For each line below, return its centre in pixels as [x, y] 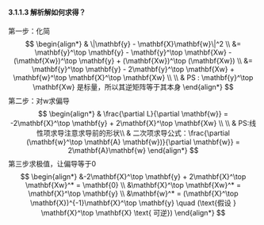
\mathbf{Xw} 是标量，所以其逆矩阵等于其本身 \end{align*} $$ [133, 87]
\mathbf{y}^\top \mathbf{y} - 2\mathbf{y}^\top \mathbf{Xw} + [133, 69]
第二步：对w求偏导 [39, 101]
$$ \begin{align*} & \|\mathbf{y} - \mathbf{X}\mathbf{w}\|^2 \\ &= [133, 44]
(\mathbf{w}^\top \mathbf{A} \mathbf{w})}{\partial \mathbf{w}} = [133, 142]
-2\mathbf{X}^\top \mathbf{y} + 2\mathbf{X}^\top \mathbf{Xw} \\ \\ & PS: [130, 124]
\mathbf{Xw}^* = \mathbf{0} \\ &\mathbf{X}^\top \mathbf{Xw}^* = [133, 185]
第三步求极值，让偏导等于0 [52, 164]
